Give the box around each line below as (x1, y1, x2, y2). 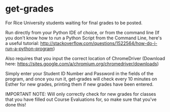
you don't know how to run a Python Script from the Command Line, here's (5, 35, 162, 41)
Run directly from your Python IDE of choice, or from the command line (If (5, 29, 160, 35)
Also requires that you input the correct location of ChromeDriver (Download (5, 55, 165, 61)
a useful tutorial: (5, 40, 40, 46)
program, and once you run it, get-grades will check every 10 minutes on (5, 76, 157, 82)
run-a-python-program (5, 45, 53, 51)
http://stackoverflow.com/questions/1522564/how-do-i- (40, 40, 157, 46)
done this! (5, 101, 26, 107)
